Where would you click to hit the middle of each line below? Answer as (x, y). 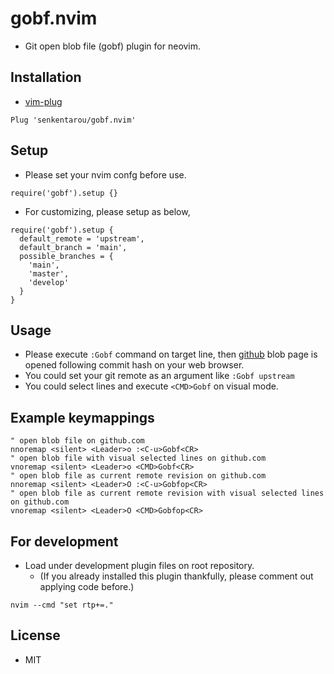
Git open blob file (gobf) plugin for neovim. (113, 46)
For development (64, 541)
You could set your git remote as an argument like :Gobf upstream (159, 376)
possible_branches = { (66, 256)
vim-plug (43, 101)
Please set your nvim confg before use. (105, 174)
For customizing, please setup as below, (107, 211)
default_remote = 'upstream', (82, 238)
